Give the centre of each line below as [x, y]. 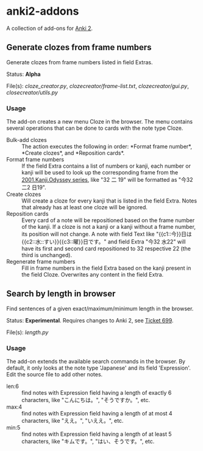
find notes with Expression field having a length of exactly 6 [97, 393]
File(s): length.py [27, 332]
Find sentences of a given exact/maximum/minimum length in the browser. [100, 308]
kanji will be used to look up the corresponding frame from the [100, 173]
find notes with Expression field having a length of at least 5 [97, 434]
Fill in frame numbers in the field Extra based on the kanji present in [106, 268]
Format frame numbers [35, 160]
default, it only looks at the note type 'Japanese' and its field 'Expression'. [98, 368]
